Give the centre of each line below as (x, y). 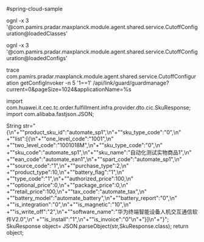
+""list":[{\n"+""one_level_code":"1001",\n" (60, 139)
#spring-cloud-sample (34, 9)
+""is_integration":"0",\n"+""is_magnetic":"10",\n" (69, 204)
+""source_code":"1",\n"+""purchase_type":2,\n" (68, 166)
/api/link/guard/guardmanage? (131, 83)
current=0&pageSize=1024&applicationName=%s (69, 89)
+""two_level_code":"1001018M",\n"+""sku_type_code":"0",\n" (84, 145)
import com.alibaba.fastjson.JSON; (50, 114)
